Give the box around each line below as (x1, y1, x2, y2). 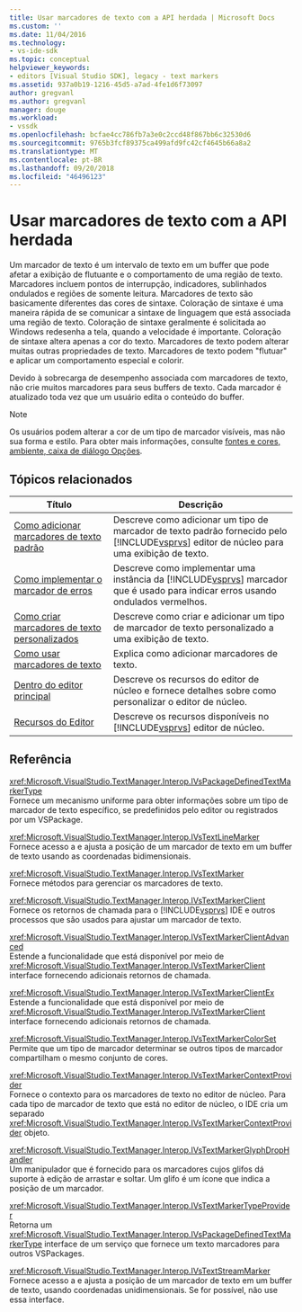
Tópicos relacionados (9, 471, 133, 486)
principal (13, 690, 51, 702)
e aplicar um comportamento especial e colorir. (9, 355, 184, 366)
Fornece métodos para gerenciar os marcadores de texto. (9, 878, 224, 888)
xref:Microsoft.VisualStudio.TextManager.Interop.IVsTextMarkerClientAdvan (9, 932, 289, 942)
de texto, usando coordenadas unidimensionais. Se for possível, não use (9, 1284, 279, 1295)
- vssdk (9, 122, 39, 131)
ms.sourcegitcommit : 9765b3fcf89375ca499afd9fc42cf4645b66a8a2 (9, 138, 252, 147)
